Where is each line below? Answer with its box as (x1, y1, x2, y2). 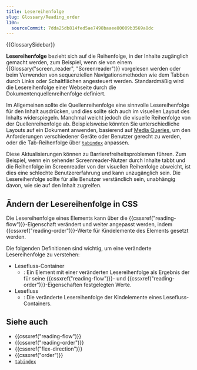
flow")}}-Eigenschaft (6, 221, 56, 228)
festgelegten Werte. (83, 281, 132, 289)
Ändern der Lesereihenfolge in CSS (6, 199, 138, 209)
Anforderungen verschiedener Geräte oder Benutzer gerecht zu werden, (6, 133, 182, 140)
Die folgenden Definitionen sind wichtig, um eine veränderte (6, 245, 152, 252)
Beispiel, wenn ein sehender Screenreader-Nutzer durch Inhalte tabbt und (6, 157, 186, 164)
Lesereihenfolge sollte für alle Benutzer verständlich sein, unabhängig (6, 176, 176, 183)
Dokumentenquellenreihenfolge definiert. (6, 90, 106, 97)
